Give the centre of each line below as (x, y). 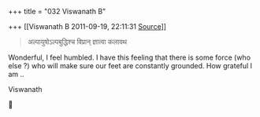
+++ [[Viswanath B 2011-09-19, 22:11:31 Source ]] (87, 26)
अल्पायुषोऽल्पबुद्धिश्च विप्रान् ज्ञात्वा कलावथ (77, 42)
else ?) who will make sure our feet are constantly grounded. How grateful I (130, 66)
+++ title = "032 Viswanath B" (57, 11)
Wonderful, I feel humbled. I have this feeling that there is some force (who (129, 57)
